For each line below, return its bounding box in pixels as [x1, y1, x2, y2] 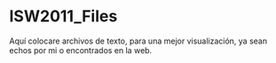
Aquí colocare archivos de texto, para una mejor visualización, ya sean [9, 35, 268, 46]
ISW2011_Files [9, 6, 118, 27]
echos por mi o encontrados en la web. [9, 44, 153, 55]
